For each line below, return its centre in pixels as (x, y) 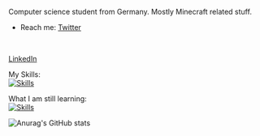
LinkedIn (23, 59)
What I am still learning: (48, 99)
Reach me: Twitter (50, 27)
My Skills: (24, 74)
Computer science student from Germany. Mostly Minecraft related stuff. (130, 12)
